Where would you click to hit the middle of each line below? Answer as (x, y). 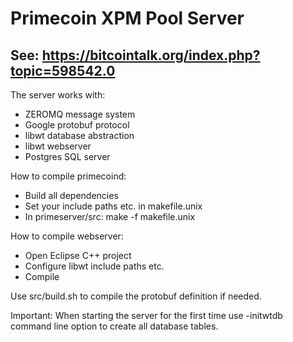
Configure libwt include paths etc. (94, 266)
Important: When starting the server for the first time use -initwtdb (146, 315)
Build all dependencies (71, 195)
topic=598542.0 (63, 70)
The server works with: (58, 95)
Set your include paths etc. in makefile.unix (113, 206)
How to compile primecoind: (68, 176)
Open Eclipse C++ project (78, 255)
